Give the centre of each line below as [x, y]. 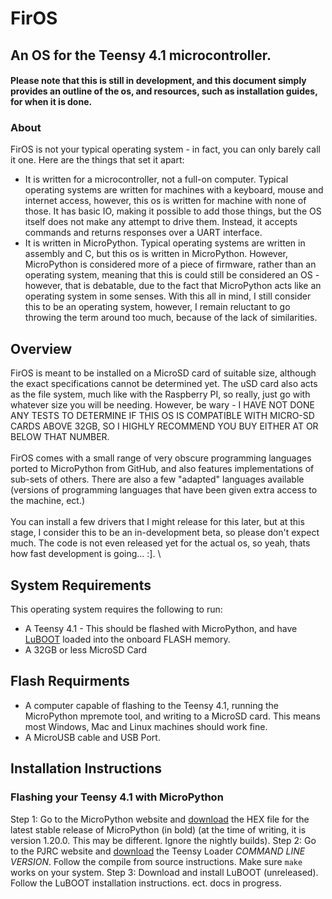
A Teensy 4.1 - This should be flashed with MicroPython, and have [161, 629]
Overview [41, 348]
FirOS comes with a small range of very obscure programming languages [161, 458]
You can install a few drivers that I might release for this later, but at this [157, 522]
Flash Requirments [70, 681]
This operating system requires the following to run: [116, 609]
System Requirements [81, 585]
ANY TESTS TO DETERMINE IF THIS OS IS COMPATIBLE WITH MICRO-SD [162, 416]
